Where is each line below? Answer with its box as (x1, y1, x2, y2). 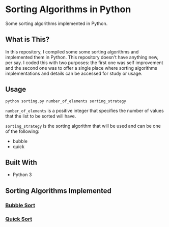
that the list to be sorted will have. (5, 113, 76, 119)
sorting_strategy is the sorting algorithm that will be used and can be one (5, 123, 161, 129)
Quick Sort (5, 215, 33, 222)
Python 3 (12, 172, 32, 178)
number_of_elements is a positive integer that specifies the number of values (5, 107, 164, 113)
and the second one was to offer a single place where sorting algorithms (5, 65, 158, 71)
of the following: (5, 128, 40, 134)
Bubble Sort (5, 202, 36, 209)
